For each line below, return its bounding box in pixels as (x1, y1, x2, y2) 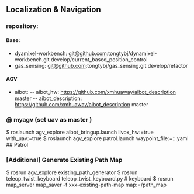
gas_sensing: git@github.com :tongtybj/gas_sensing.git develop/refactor (14, 62, 188, 69)
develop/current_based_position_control (50, 56, 148, 63)
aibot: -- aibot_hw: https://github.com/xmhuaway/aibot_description (14, 88, 176, 95)
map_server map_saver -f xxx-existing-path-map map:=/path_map (6, 181, 167, 189)
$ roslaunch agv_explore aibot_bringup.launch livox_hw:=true (6, 129, 154, 136)
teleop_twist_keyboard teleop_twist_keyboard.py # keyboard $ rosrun (6, 175, 174, 182)
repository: (6, 22, 39, 30)
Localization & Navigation (6, 5, 101, 15)
